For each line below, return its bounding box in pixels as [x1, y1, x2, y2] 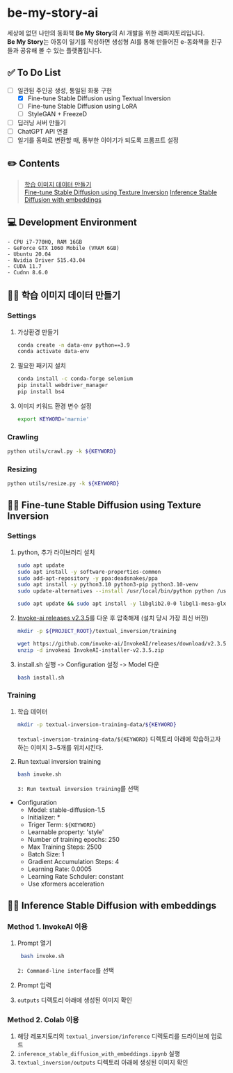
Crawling [7, 432, 39, 441]
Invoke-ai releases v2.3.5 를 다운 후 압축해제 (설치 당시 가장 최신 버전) [17, 614, 209, 622]
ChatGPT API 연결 [17, 127, 68, 136]
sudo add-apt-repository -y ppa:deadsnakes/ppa [17, 574, 158, 582]
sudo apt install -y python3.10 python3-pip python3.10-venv [17, 581, 199, 588]
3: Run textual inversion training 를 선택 [17, 784, 139, 792]
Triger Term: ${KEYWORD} [27, 820, 97, 829]
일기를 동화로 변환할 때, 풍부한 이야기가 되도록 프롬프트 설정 [17, 136, 179, 144]
